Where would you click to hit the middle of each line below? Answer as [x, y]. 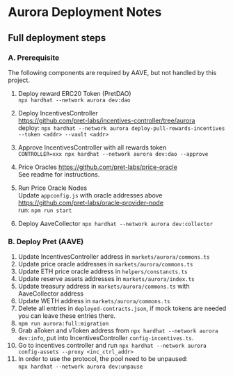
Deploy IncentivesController [58, 113]
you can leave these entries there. [67, 316]
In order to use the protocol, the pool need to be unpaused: [103, 359]
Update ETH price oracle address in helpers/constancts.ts [103, 271]
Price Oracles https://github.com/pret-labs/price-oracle [98, 167]
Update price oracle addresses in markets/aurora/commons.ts [105, 264]
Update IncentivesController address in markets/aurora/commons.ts [114, 257]
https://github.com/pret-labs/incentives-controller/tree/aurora [106, 120]
